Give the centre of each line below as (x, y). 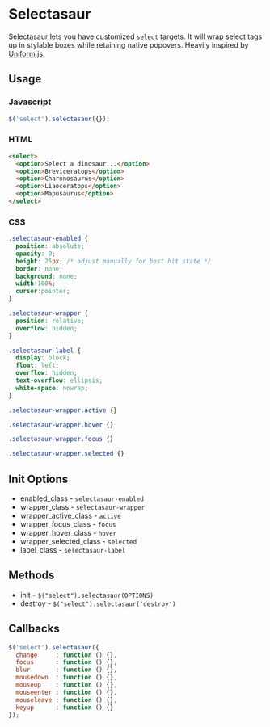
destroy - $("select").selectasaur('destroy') (98, 603)
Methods (32, 576)
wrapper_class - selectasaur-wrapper (82, 507)
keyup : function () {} (65, 708)
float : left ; (38, 366)
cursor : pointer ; (43, 292)
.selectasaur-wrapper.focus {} (61, 439)
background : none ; (47, 276)
